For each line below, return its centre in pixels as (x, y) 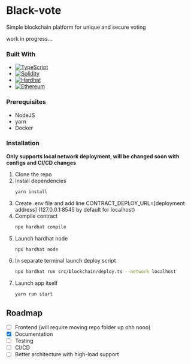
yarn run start (34, 294)
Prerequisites (26, 102)
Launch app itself (36, 283)
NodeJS (25, 115)
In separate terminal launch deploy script (65, 261)
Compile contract (36, 216)
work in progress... (29, 38)
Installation (23, 143)
